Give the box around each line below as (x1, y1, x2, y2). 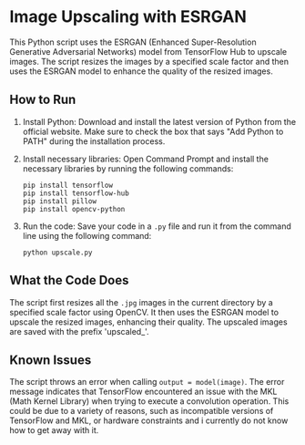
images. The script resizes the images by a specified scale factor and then (9, 56, 290, 67)
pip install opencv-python (22, 204, 126, 213)
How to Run (9, 92, 76, 108)
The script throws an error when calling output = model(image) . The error (9, 377, 285, 388)
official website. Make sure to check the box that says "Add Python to (22, 126, 284, 137)
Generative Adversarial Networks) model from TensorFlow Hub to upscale (9, 46, 288, 57)
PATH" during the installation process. (22, 135, 166, 147)
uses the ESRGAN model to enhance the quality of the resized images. (9, 66, 273, 77)
